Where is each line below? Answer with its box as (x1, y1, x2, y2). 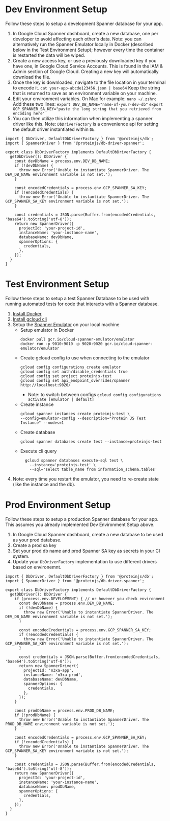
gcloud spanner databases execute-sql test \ (24, 458, 123, 463)
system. (12, 553, 30, 559)
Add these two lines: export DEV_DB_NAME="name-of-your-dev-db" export (12, 101, 163, 107)
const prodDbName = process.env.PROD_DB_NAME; (14, 708, 115, 713)
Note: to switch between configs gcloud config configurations (27, 391, 161, 397)
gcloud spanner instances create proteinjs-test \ (20, 411, 130, 416)
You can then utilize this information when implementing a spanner (12, 115, 153, 121)
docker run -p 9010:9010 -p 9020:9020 (20, 341, 103, 346)
